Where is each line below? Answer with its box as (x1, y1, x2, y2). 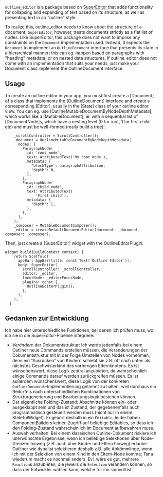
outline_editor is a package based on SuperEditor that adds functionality (5, 4, 153, 10)
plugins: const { (22, 280, 57, 284)
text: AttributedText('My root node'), (26, 154, 108, 159)
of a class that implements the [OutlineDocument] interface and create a (5, 98, 150, 104)
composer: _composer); (5, 232, 51, 237)
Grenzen (12, 440, 30, 446)
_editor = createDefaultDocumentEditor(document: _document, (14, 227, 140, 232)
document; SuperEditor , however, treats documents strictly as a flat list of (5, 29, 153, 35)
